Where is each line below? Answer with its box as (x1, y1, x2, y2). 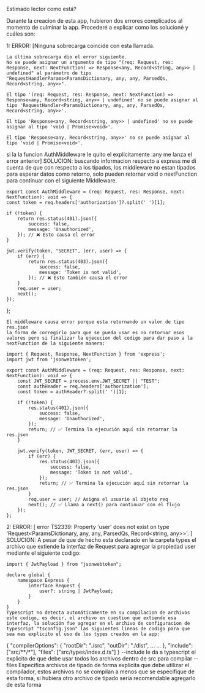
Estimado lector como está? (6, 6, 76, 12)
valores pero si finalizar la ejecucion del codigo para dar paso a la (6, 335, 193, 341)
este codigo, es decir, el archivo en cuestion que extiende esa (6, 615, 176, 621)
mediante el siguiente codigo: (6, 549, 81, 557)
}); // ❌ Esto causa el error (17, 232, 95, 238)
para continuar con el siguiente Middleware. (6, 177, 117, 184)
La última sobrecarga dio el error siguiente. (6, 54, 127, 60)
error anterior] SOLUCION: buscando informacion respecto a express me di (6, 157, 196, 165)
